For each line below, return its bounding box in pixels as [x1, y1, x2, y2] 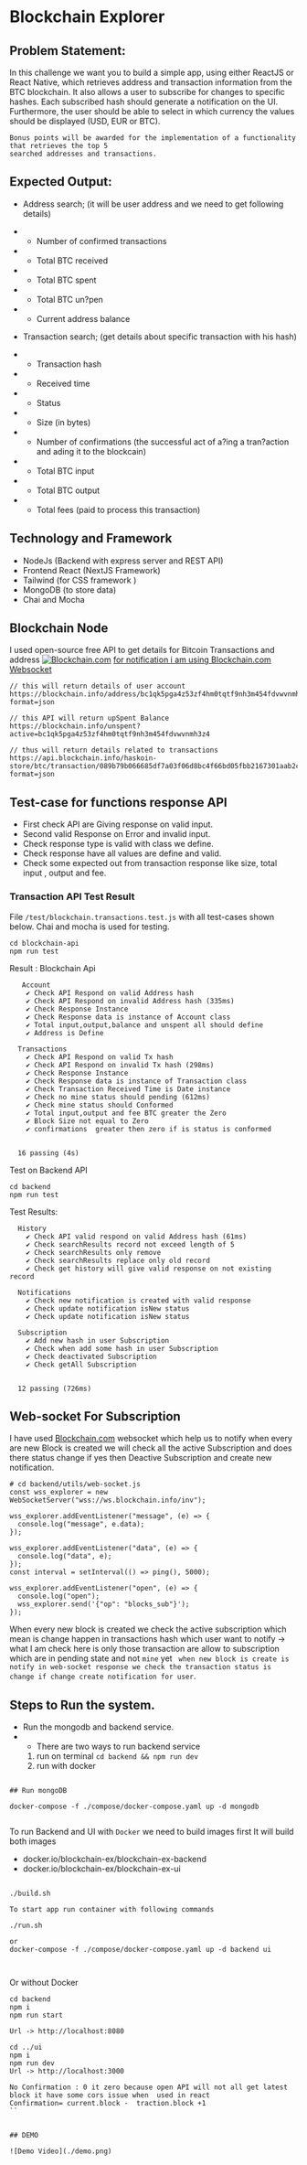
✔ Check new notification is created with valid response [26, 1296, 251, 1305]
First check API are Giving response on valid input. [22, 819, 213, 830]
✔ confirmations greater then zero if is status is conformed [26, 1124, 272, 1133]
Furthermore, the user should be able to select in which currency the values [9, 106, 295, 116]
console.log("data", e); [17, 1552, 112, 1561]
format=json [9, 698, 55, 707]
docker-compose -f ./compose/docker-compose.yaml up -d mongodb [9, 1802, 259, 1812]
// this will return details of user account [9, 681, 185, 691]
